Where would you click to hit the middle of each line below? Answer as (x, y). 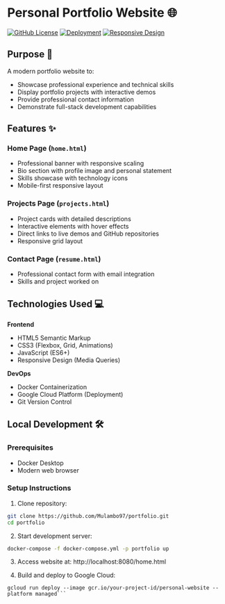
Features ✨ (32, 129)
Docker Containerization (52, 386)
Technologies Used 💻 (56, 304)
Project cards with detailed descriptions (74, 219)
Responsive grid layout (50, 240)
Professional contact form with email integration (86, 274)
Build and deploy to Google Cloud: (66, 576)
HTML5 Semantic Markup (54, 338)
